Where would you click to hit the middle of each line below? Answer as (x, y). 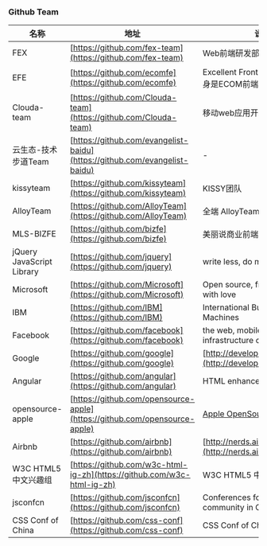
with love (219, 294)
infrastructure (228, 341)
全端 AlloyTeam (231, 212)
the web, (219, 330)
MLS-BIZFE (35, 234)
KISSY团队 (222, 189)
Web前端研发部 (231, 53)
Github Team (34, 12)
